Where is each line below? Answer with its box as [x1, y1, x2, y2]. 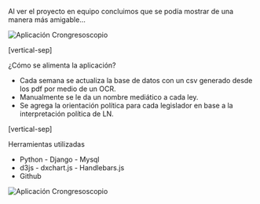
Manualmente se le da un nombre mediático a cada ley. [19, 93, 199, 101]
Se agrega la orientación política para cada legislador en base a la [19, 101, 233, 110]
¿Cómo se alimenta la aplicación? [8, 60, 116, 70]
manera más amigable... [8, 15, 86, 24]
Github [19, 172, 42, 180]
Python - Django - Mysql [19, 155, 100, 164]
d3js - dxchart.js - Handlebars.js [19, 163, 125, 172]
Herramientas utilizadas [8, 140, 85, 148]
